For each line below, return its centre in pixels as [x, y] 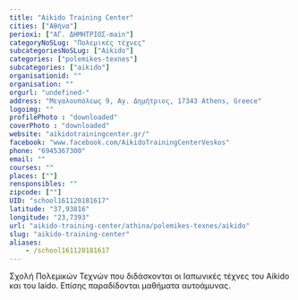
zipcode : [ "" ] [36, 193]
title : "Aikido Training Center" [72, 17]
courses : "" [31, 167]
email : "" [28, 159]
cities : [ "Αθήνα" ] [43, 26]
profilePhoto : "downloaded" [64, 117]
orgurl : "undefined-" [50, 92]
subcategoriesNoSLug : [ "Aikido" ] [72, 51]
